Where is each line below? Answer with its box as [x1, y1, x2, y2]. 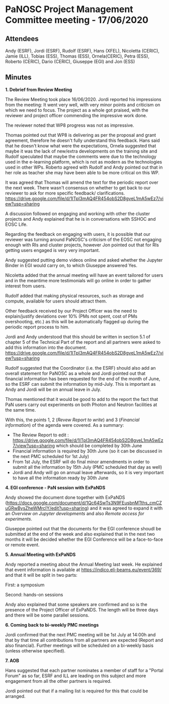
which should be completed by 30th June [56, 442, 142, 448]
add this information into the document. [5, 344, 87, 350]
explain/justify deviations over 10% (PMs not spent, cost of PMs [5, 313, 137, 319]
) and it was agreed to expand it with [87, 505, 163, 511]
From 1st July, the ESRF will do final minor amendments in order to [12, 459, 150, 465]
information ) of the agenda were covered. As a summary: [5, 422, 124, 428]
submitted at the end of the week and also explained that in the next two [5, 531, 155, 537]
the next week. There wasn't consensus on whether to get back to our [5, 184, 151, 190]
